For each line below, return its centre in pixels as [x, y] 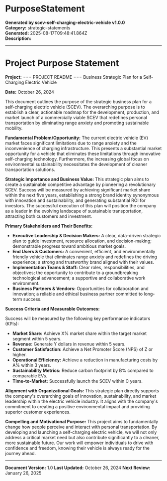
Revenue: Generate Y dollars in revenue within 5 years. [69, 344]
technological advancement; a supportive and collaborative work [79, 278]
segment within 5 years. [37, 338]
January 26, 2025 [23, 473]
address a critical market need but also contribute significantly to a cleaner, [83, 437]
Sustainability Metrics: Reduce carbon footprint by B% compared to [83, 370]
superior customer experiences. [38, 412]
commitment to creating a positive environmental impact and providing [78, 406]
